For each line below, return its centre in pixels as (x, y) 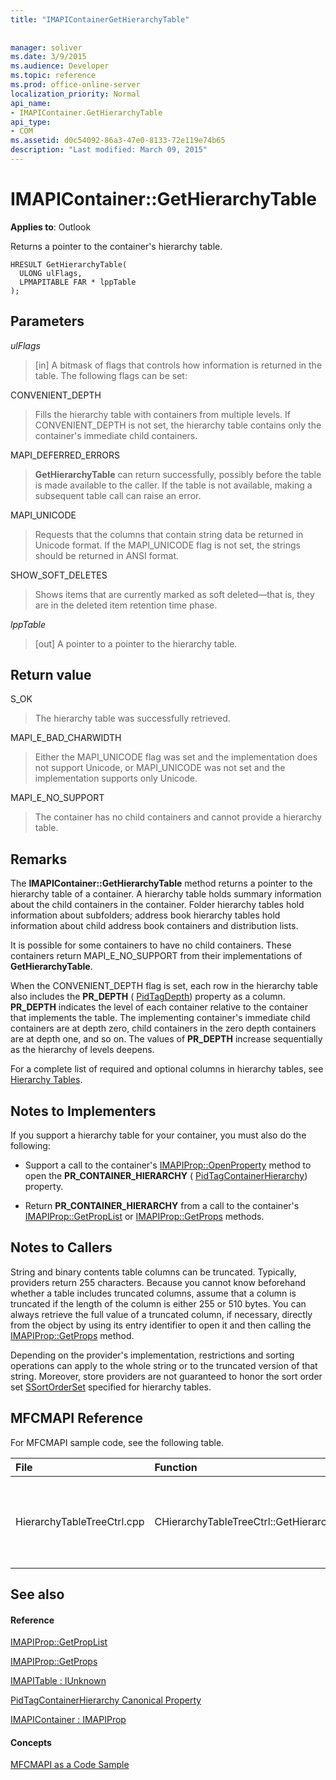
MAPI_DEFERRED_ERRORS (65, 455)
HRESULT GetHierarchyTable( (69, 264)
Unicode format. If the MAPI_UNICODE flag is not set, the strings (167, 545)
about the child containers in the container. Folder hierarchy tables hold (157, 905)
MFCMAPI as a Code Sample (70, 1765)
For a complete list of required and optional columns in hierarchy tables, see (167, 1069)
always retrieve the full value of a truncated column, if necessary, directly (161, 1314)
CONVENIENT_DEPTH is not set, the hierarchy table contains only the (178, 425)
